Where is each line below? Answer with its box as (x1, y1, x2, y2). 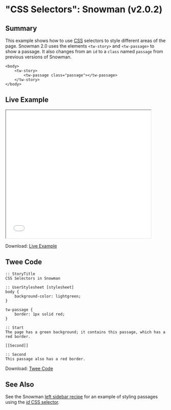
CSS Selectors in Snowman (5, 275, 60, 281)
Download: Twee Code (5, 365, 54, 372)
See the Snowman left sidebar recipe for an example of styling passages (5, 394, 158, 400)
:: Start (5, 325, 24, 330)
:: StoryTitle (5, 271, 36, 276)
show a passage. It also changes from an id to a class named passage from (5, 49, 163, 54)
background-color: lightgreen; (14, 293, 81, 299)
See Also (5, 380, 34, 389)
